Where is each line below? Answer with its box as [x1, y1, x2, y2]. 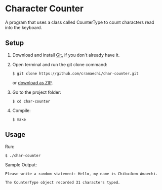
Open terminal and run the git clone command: [12, 61, 108, 67]
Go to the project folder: [12, 89, 61, 95]
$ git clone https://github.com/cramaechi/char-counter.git [12, 71, 139, 76]
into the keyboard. [5, 24, 42, 30]
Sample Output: [5, 161, 37, 168]
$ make [12, 117, 26, 122]
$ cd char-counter [12, 99, 50, 104]
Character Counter [5, 3, 84, 14]
